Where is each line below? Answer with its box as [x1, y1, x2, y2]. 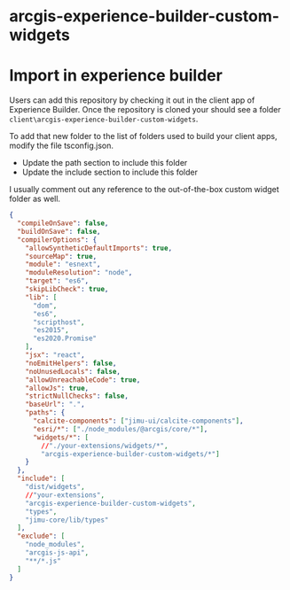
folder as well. [9, 193, 60, 205]
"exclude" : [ [17, 532, 66, 541]
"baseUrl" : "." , [25, 400, 86, 409]
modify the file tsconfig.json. [9, 140, 114, 151]
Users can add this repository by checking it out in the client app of [9, 95, 255, 105]
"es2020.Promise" [32, 334, 98, 343]
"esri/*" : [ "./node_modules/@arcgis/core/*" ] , [32, 424, 208, 433]
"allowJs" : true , [25, 384, 90, 392]
